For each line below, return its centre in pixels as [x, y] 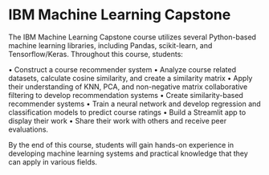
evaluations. [29, 129]
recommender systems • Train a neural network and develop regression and [134, 104]
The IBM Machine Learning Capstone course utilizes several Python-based [132, 37]
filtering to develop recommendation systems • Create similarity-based [126, 95]
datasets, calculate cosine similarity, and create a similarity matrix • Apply [130, 78]
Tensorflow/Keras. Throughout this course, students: [96, 54]
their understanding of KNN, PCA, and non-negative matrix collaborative [128, 87]
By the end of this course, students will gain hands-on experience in [121, 144]
